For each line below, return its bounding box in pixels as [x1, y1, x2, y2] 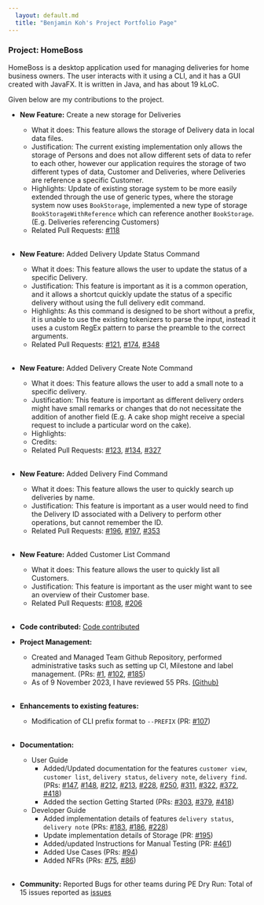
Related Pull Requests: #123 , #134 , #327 [31, 445, 162, 455]
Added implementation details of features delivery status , [42, 814, 234, 823]
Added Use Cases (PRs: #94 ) [42, 847, 138, 856]
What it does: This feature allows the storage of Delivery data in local [31, 125, 255, 135]
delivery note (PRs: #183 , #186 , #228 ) [42, 822, 169, 831]
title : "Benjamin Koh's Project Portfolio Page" [15, 19, 178, 27]
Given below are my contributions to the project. [8, 94, 165, 104]
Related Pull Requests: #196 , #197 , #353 [31, 526, 161, 535]
